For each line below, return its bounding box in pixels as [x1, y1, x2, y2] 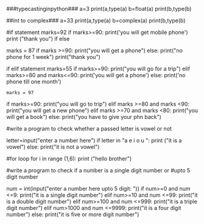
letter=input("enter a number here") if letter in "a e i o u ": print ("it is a [6, 137, 182, 144]
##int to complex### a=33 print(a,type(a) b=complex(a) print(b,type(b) [6, 17, 186, 24]
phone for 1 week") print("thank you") [6, 53, 100, 60]
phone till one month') [6, 78, 62, 85]
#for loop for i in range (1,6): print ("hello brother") [6, 155, 132, 162]
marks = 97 [6, 90, 34, 96]
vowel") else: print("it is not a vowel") [6, 143, 100, 151]
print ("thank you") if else [6, 35, 70, 42]
